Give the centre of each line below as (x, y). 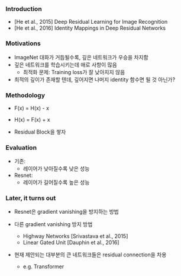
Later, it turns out (31, 198)
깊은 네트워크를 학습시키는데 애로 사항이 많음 (66, 65)
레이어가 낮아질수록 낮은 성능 (56, 169)
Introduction (24, 9)
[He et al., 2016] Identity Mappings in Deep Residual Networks (90, 28)
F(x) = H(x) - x (32, 108)
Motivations (23, 43)
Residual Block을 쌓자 (40, 132)
